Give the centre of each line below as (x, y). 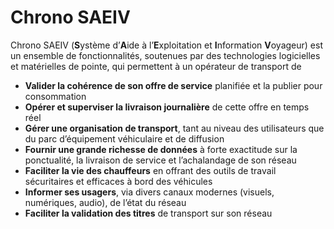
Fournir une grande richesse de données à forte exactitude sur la (161, 149)
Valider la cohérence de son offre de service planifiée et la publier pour (173, 85)
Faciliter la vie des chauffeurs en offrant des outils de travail (150, 170)
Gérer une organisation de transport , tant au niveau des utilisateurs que (174, 128)
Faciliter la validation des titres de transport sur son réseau (148, 213)
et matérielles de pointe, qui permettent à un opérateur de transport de (156, 66)
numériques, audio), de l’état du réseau (105, 202)
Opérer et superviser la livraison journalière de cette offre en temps (167, 107)
